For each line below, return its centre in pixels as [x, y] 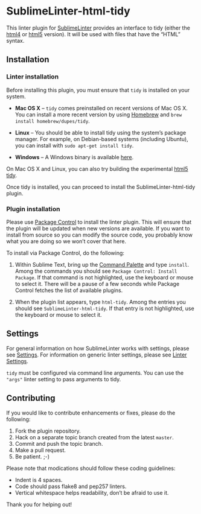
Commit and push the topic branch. [59, 443]
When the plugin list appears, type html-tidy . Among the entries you [100, 302]
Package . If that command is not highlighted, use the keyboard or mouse [104, 277]
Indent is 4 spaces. [39, 480]
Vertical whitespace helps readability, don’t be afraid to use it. [92, 492]
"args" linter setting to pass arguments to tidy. [64, 379]
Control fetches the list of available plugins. [69, 290]
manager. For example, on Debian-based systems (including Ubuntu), [101, 139]
